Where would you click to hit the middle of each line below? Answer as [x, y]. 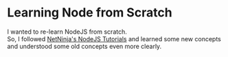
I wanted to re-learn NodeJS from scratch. [67, 32]
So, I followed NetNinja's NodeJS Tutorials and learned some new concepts [114, 38]
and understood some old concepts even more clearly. [84, 46]
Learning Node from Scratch [90, 13]
